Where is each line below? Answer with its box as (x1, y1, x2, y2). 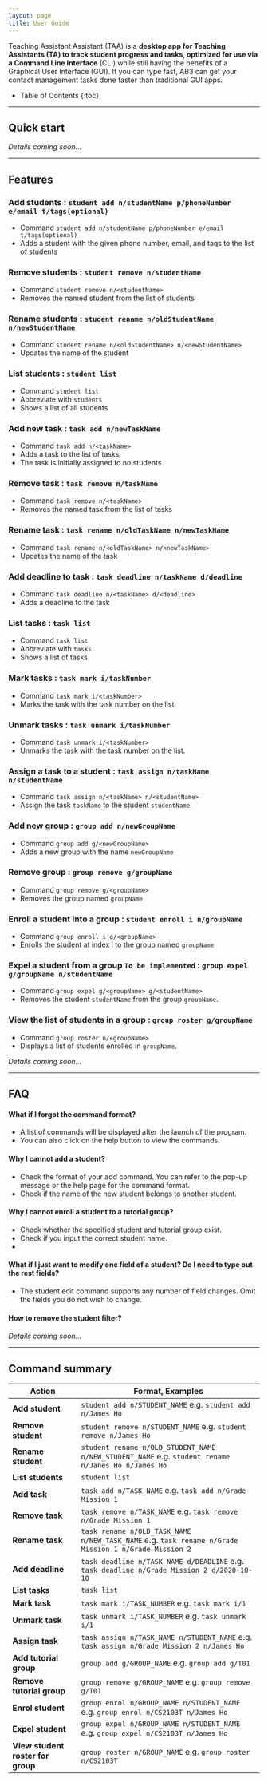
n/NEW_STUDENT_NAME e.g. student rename (81, 1451, 231, 1462)
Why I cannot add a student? (8, 1154, 106, 1163)
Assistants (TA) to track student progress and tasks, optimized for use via (8, 49, 258, 59)
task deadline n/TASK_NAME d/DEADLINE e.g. (81, 1555, 245, 1566)
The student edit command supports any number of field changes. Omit (19, 1286, 256, 1296)
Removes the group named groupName (19, 893, 144, 903)
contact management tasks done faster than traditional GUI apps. (8, 75, 223, 85)
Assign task (12, 1635, 58, 1646)
